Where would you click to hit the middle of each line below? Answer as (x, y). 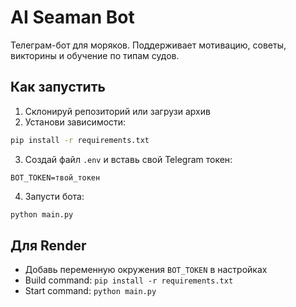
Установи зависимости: (75, 122)
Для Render (48, 245)
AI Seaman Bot (72, 17)
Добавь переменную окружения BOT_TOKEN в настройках (146, 270)
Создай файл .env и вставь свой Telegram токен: (128, 159)
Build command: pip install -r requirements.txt (129, 280)
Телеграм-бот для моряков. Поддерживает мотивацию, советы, (148, 45)
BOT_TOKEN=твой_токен (55, 177)
